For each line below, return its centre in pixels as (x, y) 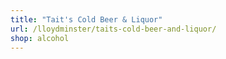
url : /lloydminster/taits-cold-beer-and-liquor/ (113, 29)
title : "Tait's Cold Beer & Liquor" (86, 19)
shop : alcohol (40, 38)
